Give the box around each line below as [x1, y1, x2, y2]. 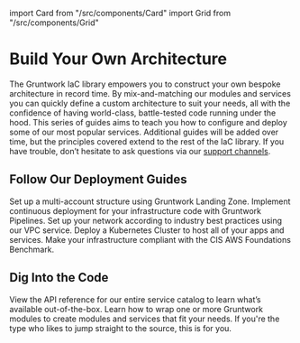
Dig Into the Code [9, 270, 109, 285]
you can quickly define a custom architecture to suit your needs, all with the [9, 97, 291, 108]
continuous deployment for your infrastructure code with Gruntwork [9, 205, 261, 216]
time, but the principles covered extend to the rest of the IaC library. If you [9, 135, 285, 147]
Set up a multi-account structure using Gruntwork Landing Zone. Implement [9, 196, 291, 207]
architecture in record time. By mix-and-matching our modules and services [9, 88, 291, 98]
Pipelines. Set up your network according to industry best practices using [9, 215, 282, 226]
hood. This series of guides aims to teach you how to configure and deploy [9, 116, 288, 127]
